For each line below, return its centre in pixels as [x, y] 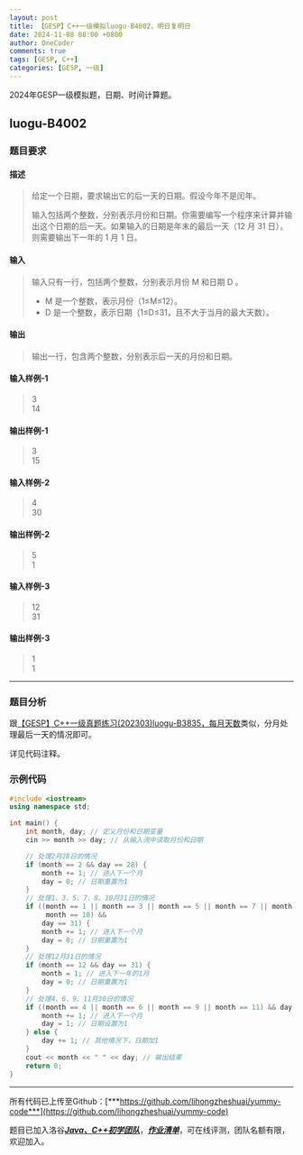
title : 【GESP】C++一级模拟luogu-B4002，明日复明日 [100, 26]
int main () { [34, 823]
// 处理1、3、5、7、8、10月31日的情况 [90, 898]
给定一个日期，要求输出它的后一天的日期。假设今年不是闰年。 [146, 196]
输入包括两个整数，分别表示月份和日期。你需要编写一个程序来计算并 [158, 215]
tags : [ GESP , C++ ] [44, 60]
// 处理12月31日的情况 [63, 957]
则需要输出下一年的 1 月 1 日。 [87, 238]
